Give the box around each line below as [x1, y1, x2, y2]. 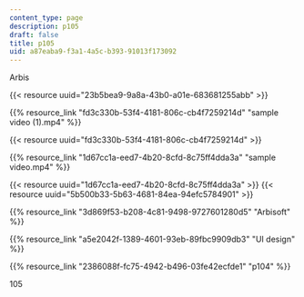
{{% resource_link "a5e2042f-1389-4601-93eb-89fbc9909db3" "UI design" [9, 233, 296, 245]
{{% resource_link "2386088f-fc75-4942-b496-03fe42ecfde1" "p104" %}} [9, 261, 291, 272]
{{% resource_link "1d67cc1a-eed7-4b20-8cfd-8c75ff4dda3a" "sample [9, 152, 276, 163]
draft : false [9, 30, 59, 39]
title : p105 [9, 38, 55, 48]
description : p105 [9, 22, 79, 31]
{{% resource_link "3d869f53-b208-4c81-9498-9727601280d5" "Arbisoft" [9, 206, 291, 218]
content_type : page [9, 13, 84, 23]
